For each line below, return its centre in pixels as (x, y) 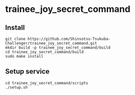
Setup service (27, 71)
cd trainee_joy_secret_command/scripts (47, 83)
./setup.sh (16, 87)
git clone (15, 39)
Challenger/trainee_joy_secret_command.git (51, 43)
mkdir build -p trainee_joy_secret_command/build (58, 48)
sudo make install (24, 56)
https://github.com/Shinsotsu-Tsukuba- (69, 39)
